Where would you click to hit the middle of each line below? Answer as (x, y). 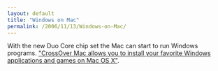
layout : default (31, 13)
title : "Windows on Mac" (43, 20)
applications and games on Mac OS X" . (64, 61)
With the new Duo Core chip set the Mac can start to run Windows (103, 46)
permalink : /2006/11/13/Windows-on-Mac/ (67, 26)
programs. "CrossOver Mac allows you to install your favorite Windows (109, 53)
